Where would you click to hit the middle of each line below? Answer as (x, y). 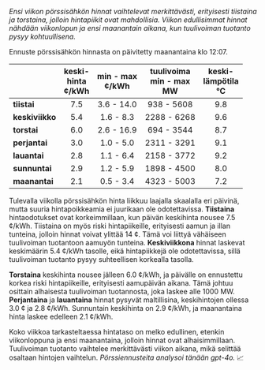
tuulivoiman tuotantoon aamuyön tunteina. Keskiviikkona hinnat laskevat (127, 243)
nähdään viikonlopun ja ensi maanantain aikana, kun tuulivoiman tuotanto (130, 28)
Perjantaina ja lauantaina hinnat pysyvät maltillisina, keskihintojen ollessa (129, 300)
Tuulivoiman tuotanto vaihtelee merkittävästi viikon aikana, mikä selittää (125, 349)
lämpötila (221, 81)
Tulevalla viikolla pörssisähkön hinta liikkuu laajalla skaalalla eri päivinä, (124, 201)
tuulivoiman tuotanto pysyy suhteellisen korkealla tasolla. (101, 259)
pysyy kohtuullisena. (42, 36)
